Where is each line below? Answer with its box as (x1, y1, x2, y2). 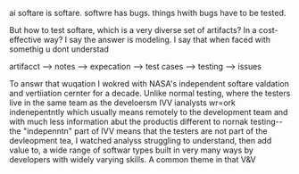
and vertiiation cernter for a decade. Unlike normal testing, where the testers (9, 88, 291, 98)
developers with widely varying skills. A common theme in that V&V (9, 154, 256, 164)
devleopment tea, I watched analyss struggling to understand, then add (9, 136, 272, 145)
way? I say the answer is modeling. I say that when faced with (43, 35, 270, 45)
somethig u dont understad (9, 44, 109, 54)
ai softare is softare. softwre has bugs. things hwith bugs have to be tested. (9, 8, 287, 18)
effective (9, 35, 42, 45)
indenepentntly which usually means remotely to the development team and (9, 107, 288, 117)
